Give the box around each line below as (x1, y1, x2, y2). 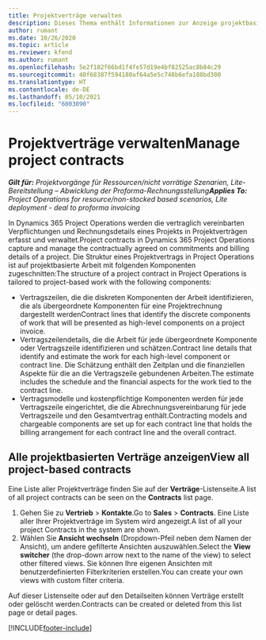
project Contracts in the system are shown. (19, 525, 161, 534)
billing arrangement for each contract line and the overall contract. (19, 428, 237, 438)
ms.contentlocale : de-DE (8, 85, 90, 94)
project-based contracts (8, 463, 132, 476)
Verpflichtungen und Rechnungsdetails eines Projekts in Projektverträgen (8, 227, 248, 237)
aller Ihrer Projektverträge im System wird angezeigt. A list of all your (19, 516, 243, 526)
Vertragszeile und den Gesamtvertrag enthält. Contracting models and (19, 411, 248, 421)
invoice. (19, 326, 46, 336)
